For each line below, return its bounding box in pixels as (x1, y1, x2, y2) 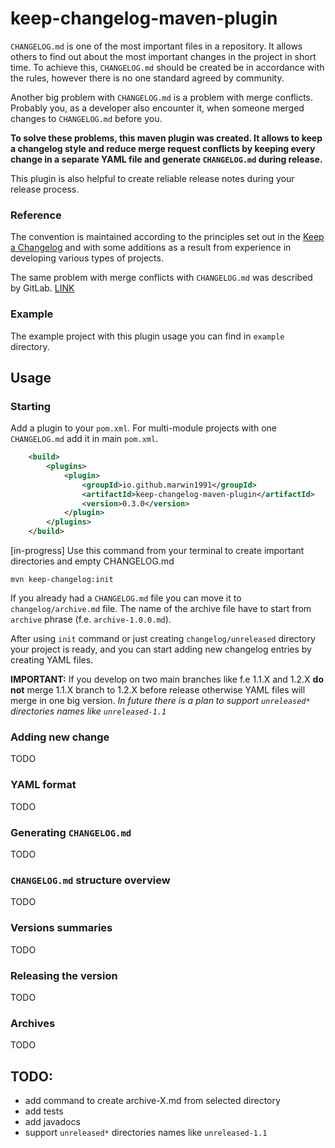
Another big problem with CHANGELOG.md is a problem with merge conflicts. (10, 91, 313, 103)
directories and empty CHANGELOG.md (10, 555, 175, 567)
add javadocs (24, 1115, 81, 1127)
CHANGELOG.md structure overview (10, 873, 171, 887)
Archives (10, 1016, 56, 1030)
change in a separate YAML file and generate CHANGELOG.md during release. (10, 153, 323, 165)
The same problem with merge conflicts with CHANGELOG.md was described (10, 272, 313, 284)
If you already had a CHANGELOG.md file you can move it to (10, 592, 242, 604)
